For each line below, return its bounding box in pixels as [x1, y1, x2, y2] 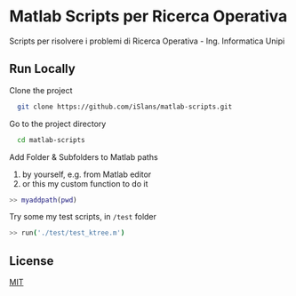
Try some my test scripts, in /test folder [9, 212, 157, 222]
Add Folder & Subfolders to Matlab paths [9, 151, 158, 162]
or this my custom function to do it [21, 178, 148, 188]
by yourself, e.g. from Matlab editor [21, 169, 152, 180]
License [9, 253, 54, 268]
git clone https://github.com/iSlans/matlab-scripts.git [17, 102, 233, 111]
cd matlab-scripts [17, 135, 86, 144]
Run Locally [9, 61, 76, 76]
